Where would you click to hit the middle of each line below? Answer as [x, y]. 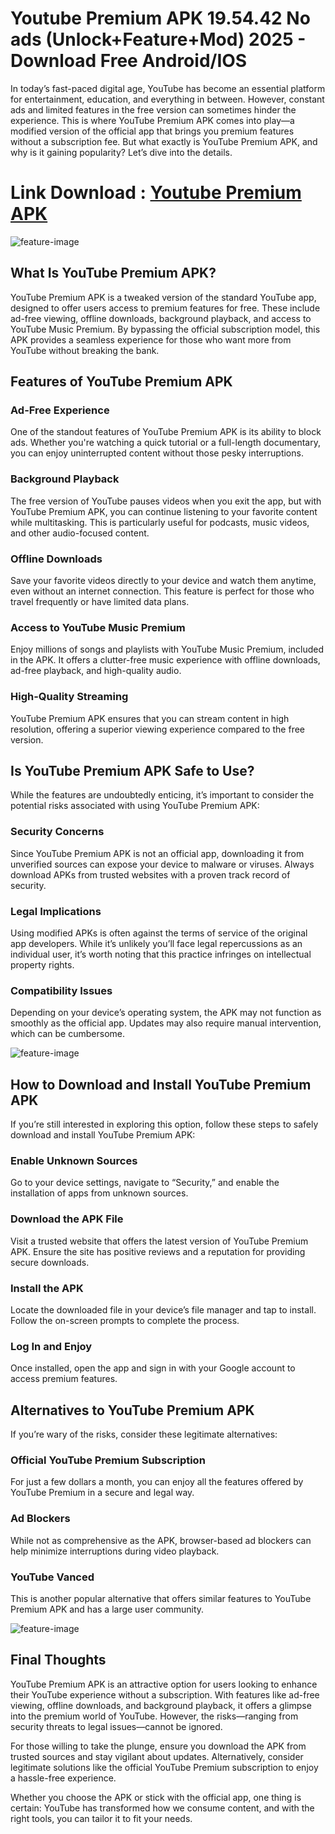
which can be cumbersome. [68, 1034]
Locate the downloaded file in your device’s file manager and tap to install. [163, 1309]
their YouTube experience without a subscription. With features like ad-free [165, 1694]
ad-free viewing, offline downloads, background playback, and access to [161, 318]
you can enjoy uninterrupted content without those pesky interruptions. [157, 453]
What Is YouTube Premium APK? [113, 273]
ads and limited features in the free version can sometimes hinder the [153, 109]
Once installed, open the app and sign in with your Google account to [153, 1368]
